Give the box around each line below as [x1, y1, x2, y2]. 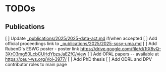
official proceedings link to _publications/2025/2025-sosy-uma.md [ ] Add [5, 41, 157, 47]
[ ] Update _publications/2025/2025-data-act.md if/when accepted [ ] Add [5, 35, 158, 41]
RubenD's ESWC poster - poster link [5, 46, 79, 51]
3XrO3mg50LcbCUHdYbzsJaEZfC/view [5, 51, 87, 57]
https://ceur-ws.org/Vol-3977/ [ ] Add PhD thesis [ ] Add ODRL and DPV [5, 56, 152, 62]
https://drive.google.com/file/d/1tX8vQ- [80, 46, 161, 51]
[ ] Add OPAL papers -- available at [87, 51, 159, 57]
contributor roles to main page [5, 62, 67, 67]
